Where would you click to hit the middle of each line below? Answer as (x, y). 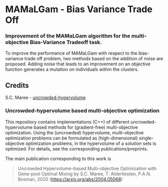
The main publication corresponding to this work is (58, 159)
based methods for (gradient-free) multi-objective (86, 127)
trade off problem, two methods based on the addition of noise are (94, 59)
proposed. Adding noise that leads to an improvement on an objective (78, 64)
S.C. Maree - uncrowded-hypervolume (46, 98)
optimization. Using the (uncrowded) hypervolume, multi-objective (75, 132)
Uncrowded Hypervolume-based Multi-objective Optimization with (87, 168)
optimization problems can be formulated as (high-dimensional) (72, 138)
